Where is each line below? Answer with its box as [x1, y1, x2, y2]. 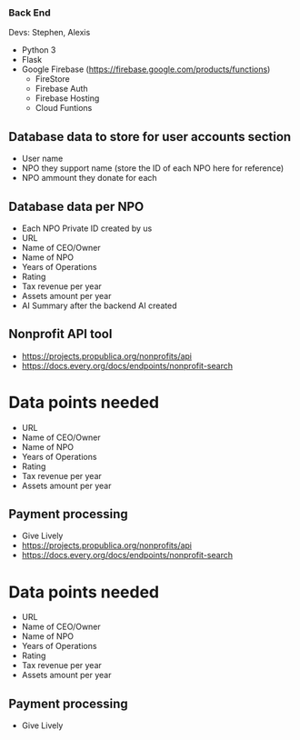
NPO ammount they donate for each [21, 173, 157, 184]
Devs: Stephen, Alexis [8, 27, 91, 38]
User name [21, 153, 64, 165]
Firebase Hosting [35, 93, 100, 104]
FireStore [35, 74, 70, 85]
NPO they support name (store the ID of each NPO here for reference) [21, 163, 285, 174]
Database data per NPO [8, 198, 145, 215]
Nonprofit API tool [8, 326, 113, 342]
